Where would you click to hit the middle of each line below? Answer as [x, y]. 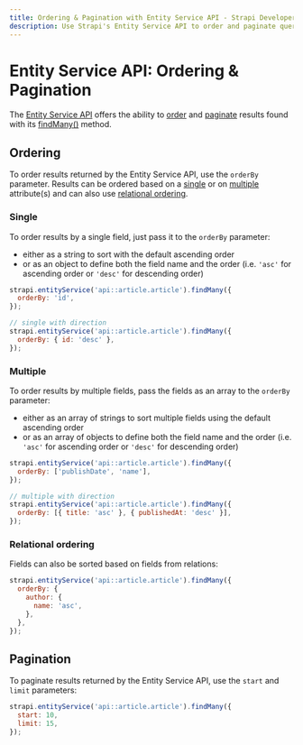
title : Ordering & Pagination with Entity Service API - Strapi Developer [153, 18]
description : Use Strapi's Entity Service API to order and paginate [143, 26]
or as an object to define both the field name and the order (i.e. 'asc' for [156, 263]
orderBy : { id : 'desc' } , [66, 339]
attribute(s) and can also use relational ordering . [99, 194]
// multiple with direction [62, 496]
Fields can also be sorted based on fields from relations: [114, 564]
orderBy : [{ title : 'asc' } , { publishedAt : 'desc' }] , [124, 513]
